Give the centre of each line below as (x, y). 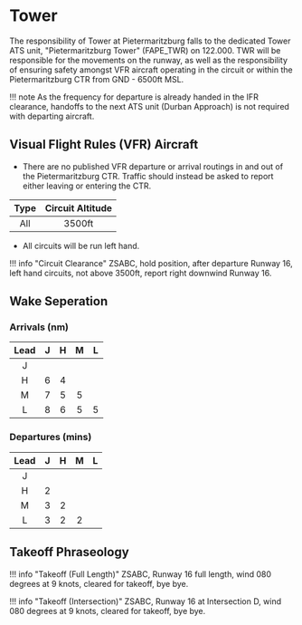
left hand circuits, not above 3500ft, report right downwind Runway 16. (141, 273)
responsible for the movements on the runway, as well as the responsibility (148, 60)
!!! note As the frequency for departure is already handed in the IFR (134, 97)
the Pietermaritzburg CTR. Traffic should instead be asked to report (148, 176)
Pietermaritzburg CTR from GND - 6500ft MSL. (97, 79)
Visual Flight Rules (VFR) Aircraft (104, 144)
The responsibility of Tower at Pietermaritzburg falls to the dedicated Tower (150, 41)
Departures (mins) (51, 437)
